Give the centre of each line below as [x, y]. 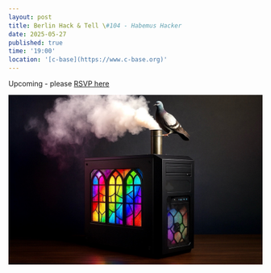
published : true [35, 43]
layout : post [30, 17]
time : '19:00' [32, 51]
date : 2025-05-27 [38, 34]
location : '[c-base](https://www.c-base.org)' [88, 60]
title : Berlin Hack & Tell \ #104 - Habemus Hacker [95, 25]
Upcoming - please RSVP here [59, 84]
